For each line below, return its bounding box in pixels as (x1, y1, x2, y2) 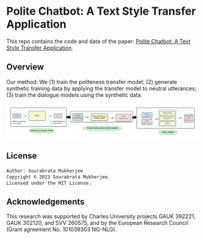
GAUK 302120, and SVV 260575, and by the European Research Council (6, 219, 188, 227)
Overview (6, 62, 45, 72)
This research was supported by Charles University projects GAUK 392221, (6, 213, 196, 220)
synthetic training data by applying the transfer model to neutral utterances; (6, 85, 197, 92)
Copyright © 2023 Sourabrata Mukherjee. (6, 173, 111, 180)
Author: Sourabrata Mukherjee (6, 167, 84, 174)
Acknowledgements (6, 196, 85, 207)
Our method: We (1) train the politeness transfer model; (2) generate (6, 78, 178, 85)
